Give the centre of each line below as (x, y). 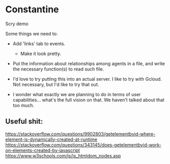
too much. (23, 105)
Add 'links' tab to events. (39, 43)
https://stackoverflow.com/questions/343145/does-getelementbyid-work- (83, 144)
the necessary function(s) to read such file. (58, 69)
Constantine (32, 10)
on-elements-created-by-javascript (43, 150)
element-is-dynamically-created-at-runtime (51, 139)
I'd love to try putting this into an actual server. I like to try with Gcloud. (87, 79)
